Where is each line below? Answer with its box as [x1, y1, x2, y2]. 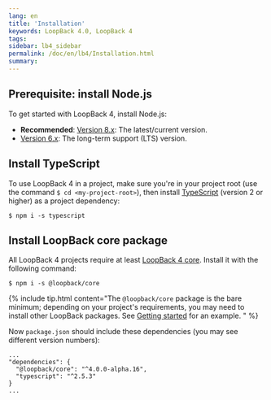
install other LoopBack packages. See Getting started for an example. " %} [8, 311, 259, 321]
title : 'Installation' [8, 20, 85, 28]
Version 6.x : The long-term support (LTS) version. [20, 133, 187, 143]
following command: [8, 263, 77, 273]
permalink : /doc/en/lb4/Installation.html [8, 50, 155, 58]
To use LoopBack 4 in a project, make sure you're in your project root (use [8, 178, 258, 188]
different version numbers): [8, 335, 100, 346]
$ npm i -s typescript [8, 211, 85, 220]
